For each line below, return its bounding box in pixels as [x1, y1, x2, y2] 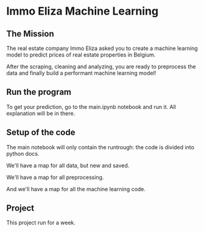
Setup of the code [6, 127, 76, 138]
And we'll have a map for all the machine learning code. [6, 185, 146, 192]
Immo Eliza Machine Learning [6, 4, 159, 18]
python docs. [6, 150, 40, 157]
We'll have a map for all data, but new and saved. [6, 161, 130, 169]
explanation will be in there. [6, 110, 76, 117]
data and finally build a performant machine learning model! [6, 69, 157, 77]
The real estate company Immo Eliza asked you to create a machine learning [6, 44, 198, 52]
